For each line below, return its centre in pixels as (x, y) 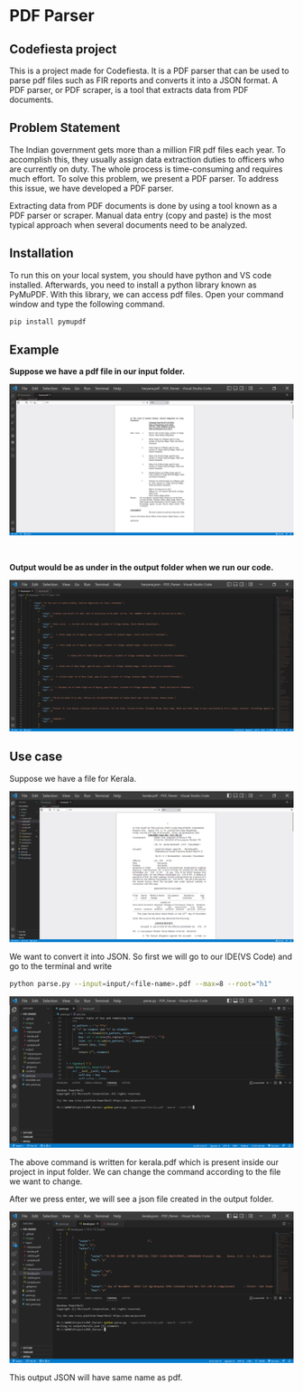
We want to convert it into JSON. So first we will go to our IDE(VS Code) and (151, 957)
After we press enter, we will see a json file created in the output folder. (142, 1199)
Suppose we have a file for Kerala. (73, 778)
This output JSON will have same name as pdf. (96, 1377)
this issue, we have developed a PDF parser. (92, 188)
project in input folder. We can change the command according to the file (145, 1172)
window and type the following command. (87, 304)
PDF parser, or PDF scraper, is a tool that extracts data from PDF (129, 90)
